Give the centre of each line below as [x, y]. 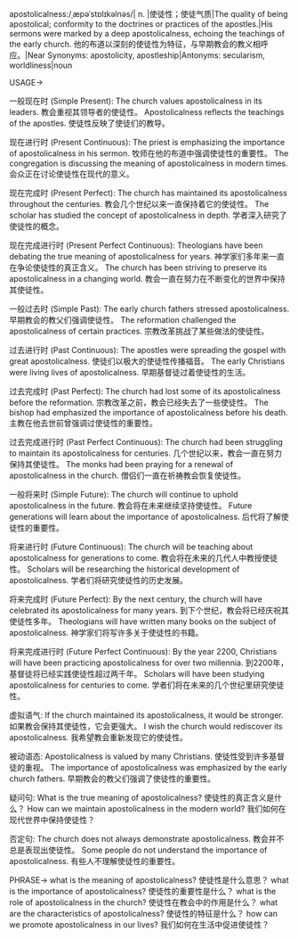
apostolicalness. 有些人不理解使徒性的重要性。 [95, 861]
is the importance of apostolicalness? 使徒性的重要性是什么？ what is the [143, 891]
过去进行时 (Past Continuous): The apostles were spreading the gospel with [148, 350]
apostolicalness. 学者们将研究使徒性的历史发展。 [99, 580]
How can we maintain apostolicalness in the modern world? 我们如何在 [156, 809]
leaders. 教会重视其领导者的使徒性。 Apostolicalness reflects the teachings [147, 112]
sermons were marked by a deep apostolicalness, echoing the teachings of [147, 33]
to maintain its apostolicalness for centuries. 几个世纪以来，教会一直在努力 [146, 453]
